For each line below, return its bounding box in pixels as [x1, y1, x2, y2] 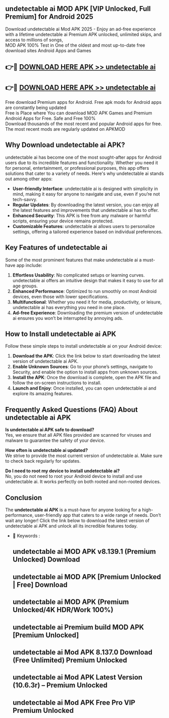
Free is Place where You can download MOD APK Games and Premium [5, 110, 152, 116]
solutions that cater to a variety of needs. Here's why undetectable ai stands [5, 170, 164, 176]
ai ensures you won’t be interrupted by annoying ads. [12, 315, 124, 321]
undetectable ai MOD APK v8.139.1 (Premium [12, 547, 156, 556]
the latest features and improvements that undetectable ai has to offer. [12, 207, 159, 213]
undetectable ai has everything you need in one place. [12, 304, 126, 310]
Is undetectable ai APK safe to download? [5, 427, 94, 433]
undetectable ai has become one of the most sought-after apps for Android [5, 154, 162, 160]
